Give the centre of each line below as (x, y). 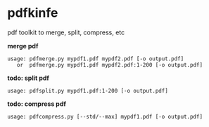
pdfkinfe (33, 13)
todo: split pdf (28, 78)
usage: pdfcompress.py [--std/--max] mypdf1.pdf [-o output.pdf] (105, 116)
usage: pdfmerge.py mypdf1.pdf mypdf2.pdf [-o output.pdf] (96, 59)
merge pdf (23, 46)
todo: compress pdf (37, 104)
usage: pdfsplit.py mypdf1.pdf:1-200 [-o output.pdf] (88, 91)
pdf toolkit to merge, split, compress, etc (66, 32)
